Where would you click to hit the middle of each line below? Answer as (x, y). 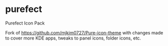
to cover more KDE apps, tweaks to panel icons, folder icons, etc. (73, 38)
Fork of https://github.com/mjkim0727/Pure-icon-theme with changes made (84, 32)
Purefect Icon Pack (25, 23)
